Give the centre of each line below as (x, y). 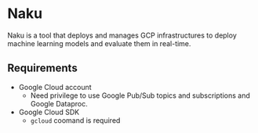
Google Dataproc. (59, 103)
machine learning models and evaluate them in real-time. (99, 43)
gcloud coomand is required (75, 120)
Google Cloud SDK (49, 112)
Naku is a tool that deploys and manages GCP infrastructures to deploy (122, 35)
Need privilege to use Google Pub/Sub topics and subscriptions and (140, 95)
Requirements (42, 68)
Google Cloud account (55, 87)
